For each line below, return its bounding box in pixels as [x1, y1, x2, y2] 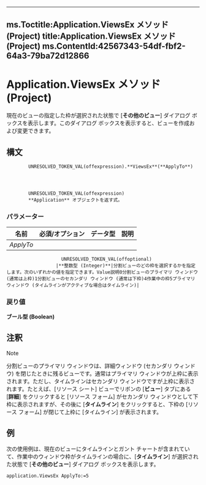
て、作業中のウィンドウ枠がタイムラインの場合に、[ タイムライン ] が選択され [6, 453, 199, 460]
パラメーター [6, 213, 44, 221]
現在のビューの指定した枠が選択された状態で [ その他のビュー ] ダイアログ [6, 112, 191, 119]
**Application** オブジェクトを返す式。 [28, 197, 123, 203]
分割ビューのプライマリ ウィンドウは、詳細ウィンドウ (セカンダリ [6, 362, 173, 369]
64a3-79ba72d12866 [6, 50, 90, 61]
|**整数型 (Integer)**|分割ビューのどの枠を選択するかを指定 [55, 262, 196, 269]
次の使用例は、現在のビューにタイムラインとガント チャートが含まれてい [6, 445, 190, 452]
